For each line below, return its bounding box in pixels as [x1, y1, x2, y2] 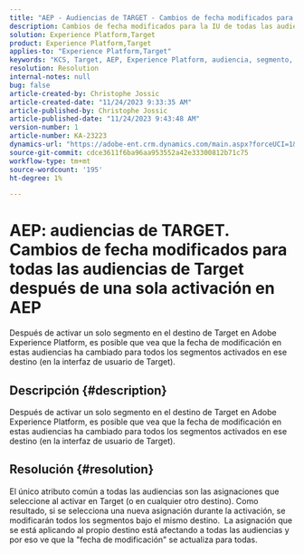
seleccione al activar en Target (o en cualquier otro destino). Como [9, 495, 259, 506]
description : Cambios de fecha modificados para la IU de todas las [9, 22, 273, 31]
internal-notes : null [9, 73, 91, 82]
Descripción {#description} [9, 383, 167, 398]
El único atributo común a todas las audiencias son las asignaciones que [9, 486, 280, 497]
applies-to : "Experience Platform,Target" [9, 47, 172, 56]
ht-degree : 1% [9, 173, 63, 182]
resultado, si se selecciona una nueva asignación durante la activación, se [9, 505, 286, 516]
